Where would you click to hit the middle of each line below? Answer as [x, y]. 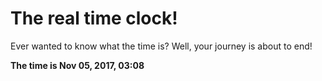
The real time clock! [94, 18]
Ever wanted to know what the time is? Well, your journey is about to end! [161, 46]
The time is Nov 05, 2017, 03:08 [77, 65]
